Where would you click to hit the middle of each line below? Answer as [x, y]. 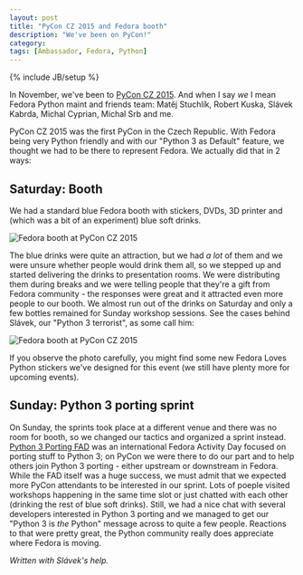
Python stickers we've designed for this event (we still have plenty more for [150, 367]
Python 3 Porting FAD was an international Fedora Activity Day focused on [148, 446]
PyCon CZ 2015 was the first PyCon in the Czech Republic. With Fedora [142, 131]
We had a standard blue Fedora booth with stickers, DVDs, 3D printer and [146, 210]
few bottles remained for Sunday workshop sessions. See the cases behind [150, 312]
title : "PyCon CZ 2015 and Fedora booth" [89, 26]
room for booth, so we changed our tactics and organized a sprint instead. [148, 436]
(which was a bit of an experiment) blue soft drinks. [105, 220]
